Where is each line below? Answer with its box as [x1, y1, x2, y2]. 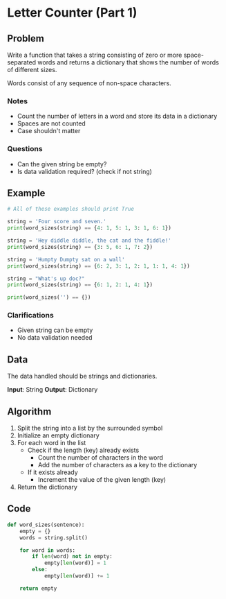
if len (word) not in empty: [32, 553, 113, 560]
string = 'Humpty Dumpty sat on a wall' [7, 256, 126, 263]
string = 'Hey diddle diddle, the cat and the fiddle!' [7, 237, 171, 244]
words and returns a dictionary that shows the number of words [37, 58, 219, 67]
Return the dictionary [17, 483, 78, 492]
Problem [7, 33, 45, 44]
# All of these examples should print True [7, 206, 135, 213]
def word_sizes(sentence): [7, 521, 85, 528]
